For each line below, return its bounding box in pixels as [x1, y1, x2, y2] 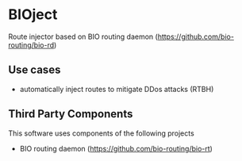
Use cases [8, 63, 61, 77]
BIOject [8, 6, 58, 24]
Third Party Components [8, 107, 133, 121]
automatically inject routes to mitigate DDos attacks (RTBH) [19, 84, 214, 94]
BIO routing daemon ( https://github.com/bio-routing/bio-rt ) [19, 144, 213, 153]
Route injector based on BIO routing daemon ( [8, 32, 159, 41]
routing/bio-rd [8, 40, 54, 49]
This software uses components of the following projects [8, 128, 194, 138]
